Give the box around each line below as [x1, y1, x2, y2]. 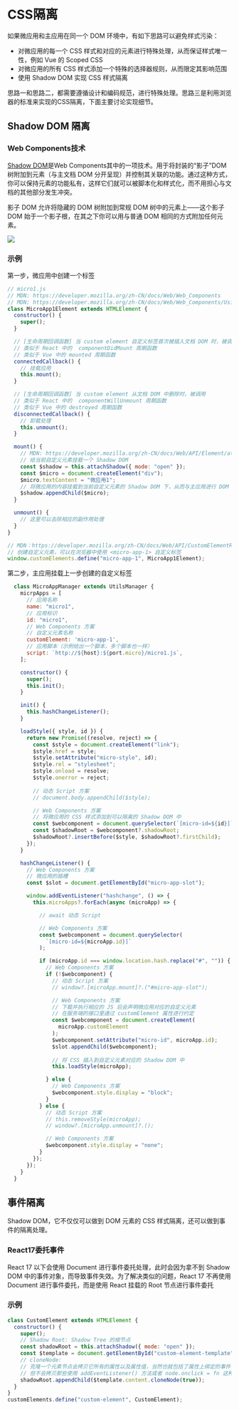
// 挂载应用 [20, 364, 51, 371]
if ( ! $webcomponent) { [45, 971, 113, 978]
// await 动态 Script [38, 912, 101, 919]
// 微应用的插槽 [26, 873, 68, 880]
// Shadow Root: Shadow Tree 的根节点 [20, 1337, 131, 1344]
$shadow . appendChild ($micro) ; [20, 490, 110, 497]
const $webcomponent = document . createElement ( [52, 1017, 196, 1024]
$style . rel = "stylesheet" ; [33, 761, 116, 768]
